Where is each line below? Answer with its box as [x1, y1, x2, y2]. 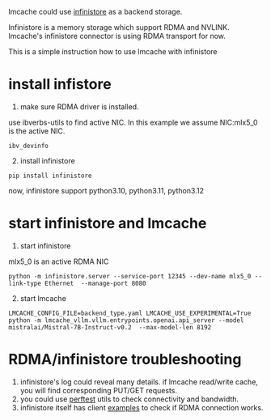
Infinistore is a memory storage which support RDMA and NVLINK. [8, 23, 230, 32]
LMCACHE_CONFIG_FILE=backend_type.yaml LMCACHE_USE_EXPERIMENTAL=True [8, 309, 252, 317]
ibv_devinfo [8, 142, 49, 150]
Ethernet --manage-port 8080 [44, 279, 147, 287]
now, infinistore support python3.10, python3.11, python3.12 [8, 185, 205, 195]
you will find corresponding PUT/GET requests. [19, 385, 178, 395]
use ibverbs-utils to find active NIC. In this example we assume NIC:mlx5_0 [8, 117, 258, 127]
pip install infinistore [8, 172, 92, 180]
